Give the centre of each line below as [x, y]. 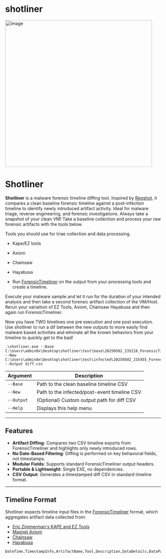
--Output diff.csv [24, 364]
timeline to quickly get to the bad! [39, 338]
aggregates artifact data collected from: [46, 517]
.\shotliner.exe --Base [30, 346]
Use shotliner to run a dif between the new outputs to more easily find [76, 327]
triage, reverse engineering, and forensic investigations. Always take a [77, 214]
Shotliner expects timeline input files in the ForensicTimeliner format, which [82, 512]
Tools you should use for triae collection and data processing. [68, 234]
